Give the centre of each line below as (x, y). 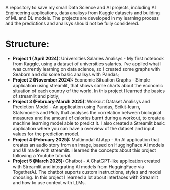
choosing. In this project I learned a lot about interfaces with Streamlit (85, 177)
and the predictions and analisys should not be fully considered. (72, 23)
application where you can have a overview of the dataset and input (83, 128)
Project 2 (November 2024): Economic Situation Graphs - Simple (81, 80)
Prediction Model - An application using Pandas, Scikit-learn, (76, 107)
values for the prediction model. (46, 134)
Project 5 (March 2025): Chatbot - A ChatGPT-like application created (86, 161)
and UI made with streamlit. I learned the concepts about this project (84, 150)
